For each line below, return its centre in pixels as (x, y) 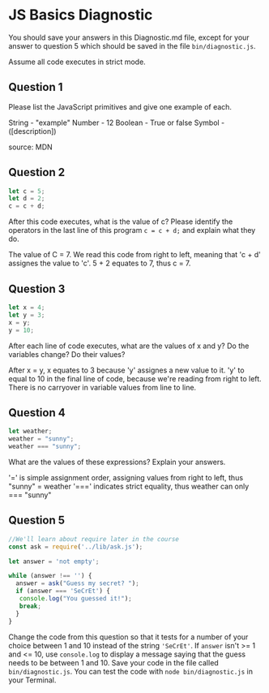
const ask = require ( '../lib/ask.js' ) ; (76, 547)
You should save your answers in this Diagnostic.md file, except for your (129, 37)
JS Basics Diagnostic (81, 15)
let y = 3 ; (27, 315)
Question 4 (37, 413)
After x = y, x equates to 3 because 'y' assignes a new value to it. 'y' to (126, 370)
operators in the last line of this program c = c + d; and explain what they (132, 230)
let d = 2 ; (27, 199)
